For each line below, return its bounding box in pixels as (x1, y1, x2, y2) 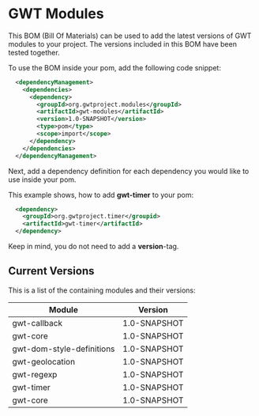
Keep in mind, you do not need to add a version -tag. (8, 242, 179, 251)
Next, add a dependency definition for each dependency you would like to (8, 166, 250, 176)
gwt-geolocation (12, 356, 76, 367)
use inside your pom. (8, 175, 77, 184)
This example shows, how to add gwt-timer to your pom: (8, 190, 194, 199)
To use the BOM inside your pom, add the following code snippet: (8, 62, 221, 72)
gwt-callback (12, 317, 63, 328)
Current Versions (8, 264, 95, 278)
